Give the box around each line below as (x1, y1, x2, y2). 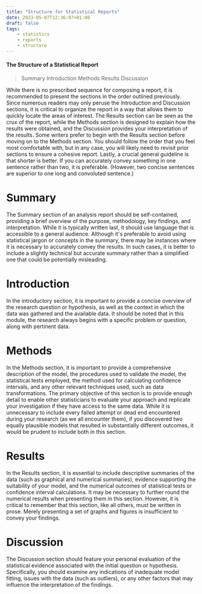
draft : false (6, 20, 39, 26)
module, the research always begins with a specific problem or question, (6, 316, 187, 323)
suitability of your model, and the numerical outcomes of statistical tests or (6, 482, 192, 489)
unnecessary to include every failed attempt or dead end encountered (6, 408, 181, 416)
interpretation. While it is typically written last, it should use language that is (6, 224, 194, 231)
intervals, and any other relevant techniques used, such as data (6, 383, 164, 390)
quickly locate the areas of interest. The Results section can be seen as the (6, 112, 193, 120)
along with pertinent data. (6, 323, 71, 330)
